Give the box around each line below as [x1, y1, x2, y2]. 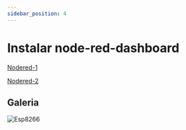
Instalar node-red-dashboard [7, 40, 180, 56]
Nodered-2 [7, 76, 39, 85]
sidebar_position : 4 [7, 10, 67, 17]
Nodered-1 [7, 63, 38, 72]
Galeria [7, 97, 40, 108]
